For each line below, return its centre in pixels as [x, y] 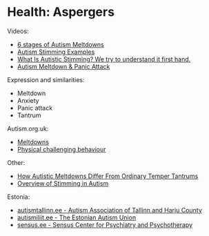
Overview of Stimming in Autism [63, 183]
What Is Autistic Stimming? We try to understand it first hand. [104, 59]
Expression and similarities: [46, 79]
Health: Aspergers [61, 12]
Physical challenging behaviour [61, 149]
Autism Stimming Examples [56, 52]
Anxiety [28, 100]
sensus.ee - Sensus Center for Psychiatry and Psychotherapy [105, 224]
